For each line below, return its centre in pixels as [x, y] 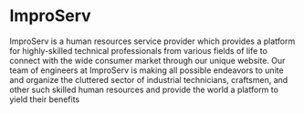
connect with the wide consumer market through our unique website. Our [147, 60]
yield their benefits [45, 99]
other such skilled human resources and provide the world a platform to [144, 89]
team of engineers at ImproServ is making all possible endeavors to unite [147, 70]
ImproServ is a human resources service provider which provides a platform [152, 41]
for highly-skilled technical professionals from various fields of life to [138, 50]
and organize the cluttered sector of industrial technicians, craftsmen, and [149, 79]
